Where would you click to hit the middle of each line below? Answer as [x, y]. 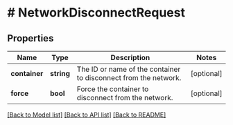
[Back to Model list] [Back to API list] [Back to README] [87, 115]
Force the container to [113, 89]
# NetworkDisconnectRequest [96, 13]
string [60, 74]
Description [130, 58]
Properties [31, 38]
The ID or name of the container [129, 69]
